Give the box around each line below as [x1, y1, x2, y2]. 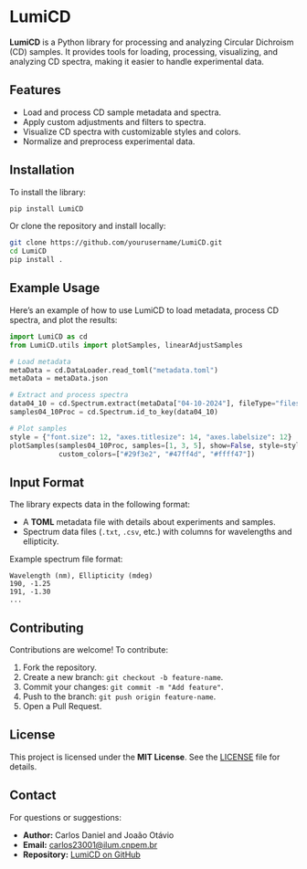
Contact [9, 788, 57, 803]
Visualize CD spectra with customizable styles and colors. [22, 126, 241, 137]
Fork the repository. [22, 662, 98, 673]
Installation [9, 162, 75, 178]
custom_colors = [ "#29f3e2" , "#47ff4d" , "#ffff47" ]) [58, 449, 256, 458]
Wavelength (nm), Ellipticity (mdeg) [9, 571, 153, 581]
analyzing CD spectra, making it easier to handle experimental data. [9, 56, 265, 67]
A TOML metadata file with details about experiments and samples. [22, 517, 276, 528]
